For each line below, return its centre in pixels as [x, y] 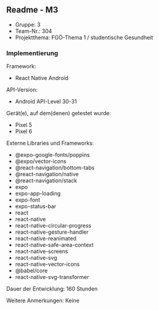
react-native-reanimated [46, 239]
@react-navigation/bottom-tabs [55, 168]
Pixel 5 [23, 125]
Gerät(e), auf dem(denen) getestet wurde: [59, 113]
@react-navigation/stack [46, 180]
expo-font [28, 200]
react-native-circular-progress [53, 226]
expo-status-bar [36, 206]
